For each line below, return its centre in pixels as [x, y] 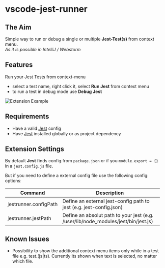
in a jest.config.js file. [29, 166]
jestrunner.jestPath [29, 218]
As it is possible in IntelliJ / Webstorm [43, 49]
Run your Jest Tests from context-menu [45, 77]
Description [110, 193]
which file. [23, 261]
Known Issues [27, 239]
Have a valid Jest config [37, 128]
